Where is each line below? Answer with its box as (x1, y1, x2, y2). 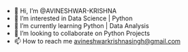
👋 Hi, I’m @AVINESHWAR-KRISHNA (13, 7, 117, 15)
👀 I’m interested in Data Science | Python (13, 14, 133, 22)
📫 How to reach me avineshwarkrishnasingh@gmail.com (13, 37, 181, 45)
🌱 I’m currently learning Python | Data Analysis (13, 22, 149, 30)
